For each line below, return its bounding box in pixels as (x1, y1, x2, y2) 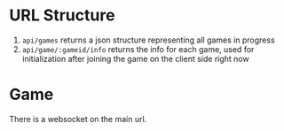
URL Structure (9, 5, 115, 26)
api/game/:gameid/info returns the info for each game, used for (21, 43, 255, 54)
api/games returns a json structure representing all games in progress (21, 35, 275, 45)
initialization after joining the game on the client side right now (21, 53, 250, 64)
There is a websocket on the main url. (9, 113, 147, 124)
